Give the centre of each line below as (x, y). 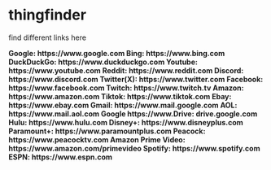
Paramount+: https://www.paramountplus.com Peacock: (107, 131)
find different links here (48, 37)
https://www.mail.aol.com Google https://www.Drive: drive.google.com (133, 113)
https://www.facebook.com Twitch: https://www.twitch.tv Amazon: (126, 88)
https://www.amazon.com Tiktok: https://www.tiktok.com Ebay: (120, 96)
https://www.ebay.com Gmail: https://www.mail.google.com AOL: (123, 105)
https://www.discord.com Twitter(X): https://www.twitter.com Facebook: (136, 79)
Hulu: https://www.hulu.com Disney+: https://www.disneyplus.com (126, 122)
